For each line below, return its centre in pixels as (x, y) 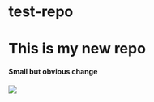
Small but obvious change (53, 71)
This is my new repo (77, 49)
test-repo (41, 12)
